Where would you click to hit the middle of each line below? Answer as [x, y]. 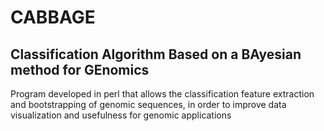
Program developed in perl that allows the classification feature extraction [162, 94]
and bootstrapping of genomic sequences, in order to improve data [148, 104]
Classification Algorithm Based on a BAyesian [156, 54]
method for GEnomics [80, 69]
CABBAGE [53, 17]
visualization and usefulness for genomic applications [121, 115]
